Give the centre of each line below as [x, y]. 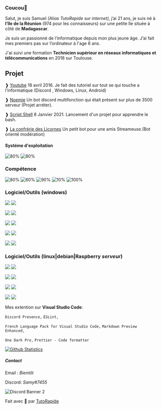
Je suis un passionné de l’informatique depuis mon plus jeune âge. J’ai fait [80, 38]
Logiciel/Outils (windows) [36, 192]
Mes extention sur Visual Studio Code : [44, 307]
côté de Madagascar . [27, 29]
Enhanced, [15, 331]
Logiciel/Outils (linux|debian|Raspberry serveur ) [64, 256]
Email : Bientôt [19, 373]
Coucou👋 [16, 8]
